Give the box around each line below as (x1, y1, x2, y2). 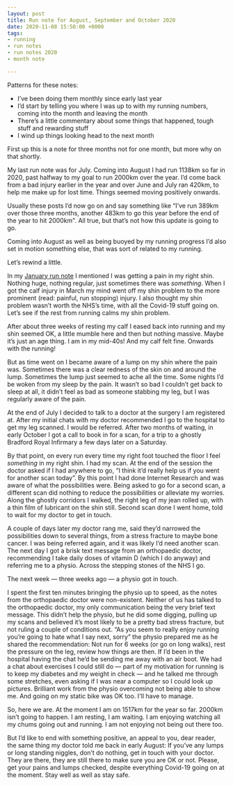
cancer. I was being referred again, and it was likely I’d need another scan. (7, 539, 220, 547)
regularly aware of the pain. (7, 394, 87, 403)
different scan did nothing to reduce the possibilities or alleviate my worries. (7, 488, 225, 497)
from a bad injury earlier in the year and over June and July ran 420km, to (7, 180, 219, 189)
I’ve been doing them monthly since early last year (17, 94, 162, 102)
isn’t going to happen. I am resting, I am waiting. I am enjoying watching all (7, 712, 220, 721)
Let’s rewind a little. (7, 258, 63, 266)
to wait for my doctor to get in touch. (7, 510, 113, 519)
